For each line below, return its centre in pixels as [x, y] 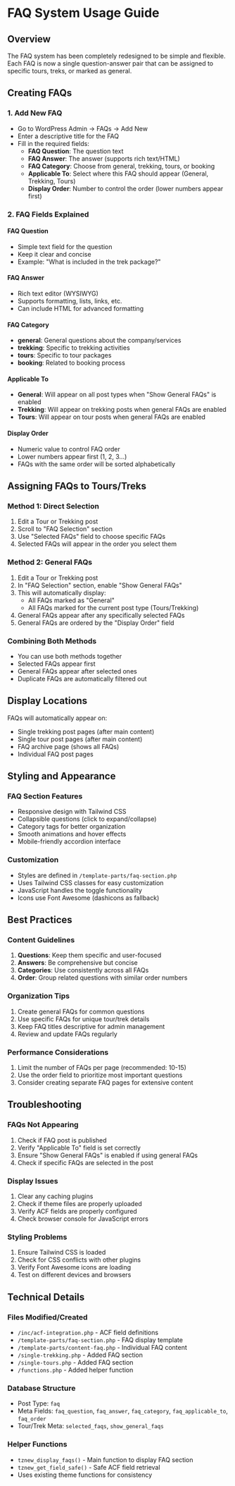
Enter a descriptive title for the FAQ [68, 136]
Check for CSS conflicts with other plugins [79, 1260]
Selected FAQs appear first [56, 664]
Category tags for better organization [71, 827]
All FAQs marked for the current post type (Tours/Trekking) [113, 607]
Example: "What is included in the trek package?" [89, 262]
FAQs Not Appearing [43, 1125]
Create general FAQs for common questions [81, 1011]
